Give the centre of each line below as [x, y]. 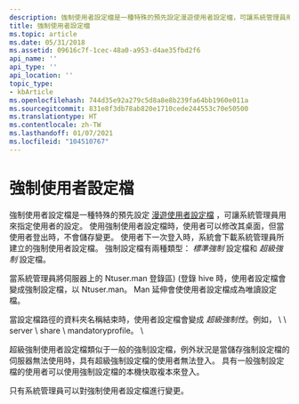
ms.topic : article [43, 34]
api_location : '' [41, 76]
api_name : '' [33, 59]
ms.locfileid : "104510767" [59, 141]
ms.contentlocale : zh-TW [55, 125]
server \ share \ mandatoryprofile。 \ [77, 330]
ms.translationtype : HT [53, 117]
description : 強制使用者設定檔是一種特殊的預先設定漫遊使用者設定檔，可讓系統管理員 [148, 17]
